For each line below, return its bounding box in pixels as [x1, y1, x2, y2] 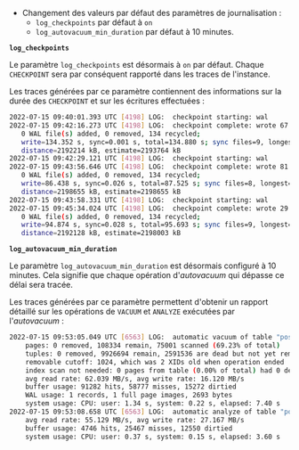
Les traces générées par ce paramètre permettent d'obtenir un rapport [9, 297, 269, 307]
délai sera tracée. [9, 280, 74, 290]
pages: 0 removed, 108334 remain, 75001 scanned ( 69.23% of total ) [25, 341, 280, 350]
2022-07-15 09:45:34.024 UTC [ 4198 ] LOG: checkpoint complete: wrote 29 [9, 204, 289, 213]
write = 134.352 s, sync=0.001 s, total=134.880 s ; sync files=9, [20, 137, 265, 146]
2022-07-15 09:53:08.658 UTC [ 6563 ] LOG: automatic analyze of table [9, 407, 277, 416]
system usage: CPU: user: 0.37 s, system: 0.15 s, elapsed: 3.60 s [25, 432, 280, 441]
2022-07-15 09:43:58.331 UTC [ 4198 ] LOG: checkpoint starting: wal [9, 195, 269, 204]
